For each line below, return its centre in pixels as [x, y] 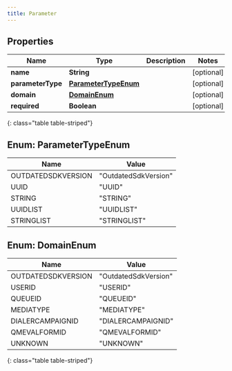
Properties [30, 42]
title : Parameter [32, 13]
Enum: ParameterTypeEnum [69, 144]
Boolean [83, 106]
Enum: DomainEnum [52, 245]
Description [166, 61]
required [25, 106]
